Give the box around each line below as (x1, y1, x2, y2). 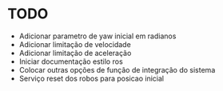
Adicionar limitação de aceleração (18, 48, 132, 57)
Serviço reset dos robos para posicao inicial (18, 73, 165, 83)
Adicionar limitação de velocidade (18, 39, 131, 49)
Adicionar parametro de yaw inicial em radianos (18, 31, 177, 41)
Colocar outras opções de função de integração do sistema (18, 65, 216, 74)
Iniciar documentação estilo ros (18, 57, 123, 66)
